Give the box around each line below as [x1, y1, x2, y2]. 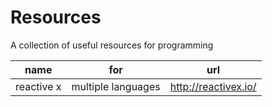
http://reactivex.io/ [169, 79, 257, 93]
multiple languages [71, 79, 161, 93]
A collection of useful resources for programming [10, 39, 214, 51]
